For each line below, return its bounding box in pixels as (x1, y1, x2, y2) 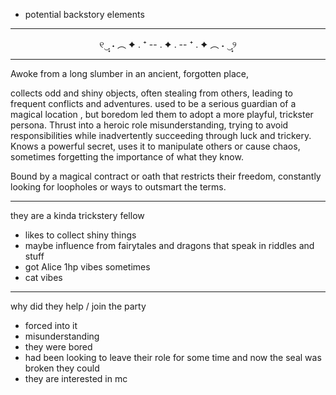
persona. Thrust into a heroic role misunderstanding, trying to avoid (10, 119, 289, 131)
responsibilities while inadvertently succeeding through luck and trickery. (10, 130, 312, 141)
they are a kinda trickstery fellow (10, 210, 145, 221)
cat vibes (24, 272, 63, 283)
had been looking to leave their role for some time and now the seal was (24, 352, 322, 363)
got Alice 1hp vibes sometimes (24, 261, 151, 273)
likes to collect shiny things (24, 229, 137, 241)
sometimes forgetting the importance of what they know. (10, 151, 244, 163)
